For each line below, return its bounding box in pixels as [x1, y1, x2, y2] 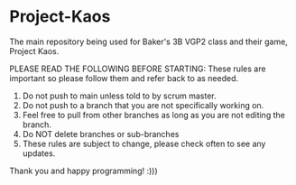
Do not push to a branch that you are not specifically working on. [22, 99, 264, 110]
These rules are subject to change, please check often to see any [22, 138, 266, 149]
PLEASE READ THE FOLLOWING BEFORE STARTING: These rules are [9, 63, 266, 74]
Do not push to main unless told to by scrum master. [22, 90, 217, 101]
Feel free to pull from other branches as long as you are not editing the [22, 109, 286, 120]
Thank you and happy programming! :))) [9, 165, 158, 176]
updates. [22, 147, 56, 159]
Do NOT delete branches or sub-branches [22, 128, 180, 139]
